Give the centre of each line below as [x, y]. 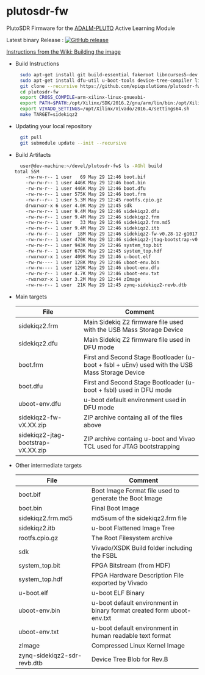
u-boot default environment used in [135, 400]
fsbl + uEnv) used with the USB [148, 364]
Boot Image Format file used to [135, 491]
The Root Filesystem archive [132, 538]
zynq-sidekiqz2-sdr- [50, 655]
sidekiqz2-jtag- [41, 435]
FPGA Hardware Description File [138, 575]
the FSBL [104, 555]
